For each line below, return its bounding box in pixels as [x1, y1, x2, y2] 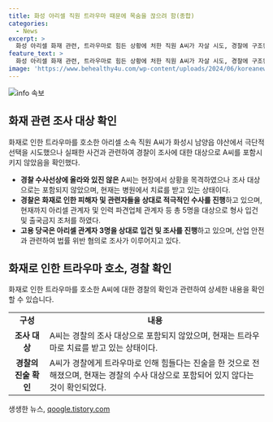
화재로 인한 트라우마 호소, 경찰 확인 [8, 261, 172, 275]
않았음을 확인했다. [23, 157, 80, 167]
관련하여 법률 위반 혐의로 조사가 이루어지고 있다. [28, 235, 181, 245]
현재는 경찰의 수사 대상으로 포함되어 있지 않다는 [84, 370, 254, 381]
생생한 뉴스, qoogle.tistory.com [8, 404, 110, 414]
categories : [8, 19, 49, 28]
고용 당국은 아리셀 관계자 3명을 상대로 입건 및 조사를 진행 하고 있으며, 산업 [19, 225, 249, 235]
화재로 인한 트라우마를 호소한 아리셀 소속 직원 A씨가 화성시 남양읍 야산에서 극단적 [8, 137, 265, 147]
